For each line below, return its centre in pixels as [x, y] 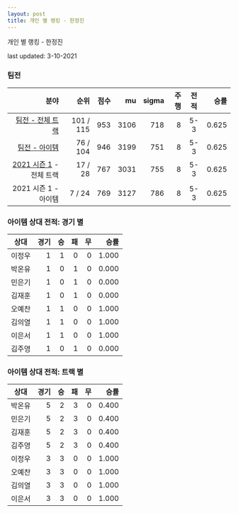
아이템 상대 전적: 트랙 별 [45, 372]
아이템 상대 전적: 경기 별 [45, 222]
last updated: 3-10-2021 [42, 56]
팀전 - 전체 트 [37, 120]
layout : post [27, 14]
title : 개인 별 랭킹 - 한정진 [46, 21]
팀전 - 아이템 [38, 148]
